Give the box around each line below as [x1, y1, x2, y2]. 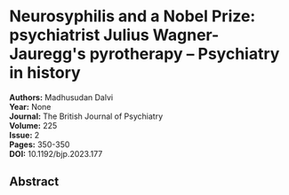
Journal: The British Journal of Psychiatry [9, 111, 164, 121]
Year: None [9, 101, 52, 112]
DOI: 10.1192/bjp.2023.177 [9, 148, 103, 159]
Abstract [9, 175, 60, 190]
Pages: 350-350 [9, 139, 70, 150]
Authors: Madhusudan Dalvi [9, 91, 114, 103]
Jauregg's [9, 44, 86, 64]
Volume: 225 [9, 120, 58, 130]
